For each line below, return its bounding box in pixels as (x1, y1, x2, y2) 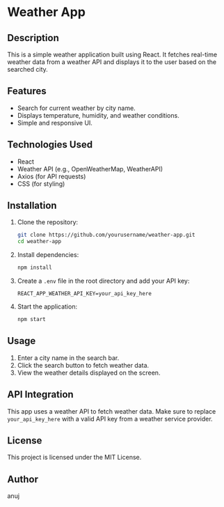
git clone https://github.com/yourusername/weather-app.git (17, 231, 195, 239)
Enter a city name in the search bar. (17, 353, 120, 362)
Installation (7, 200, 57, 212)
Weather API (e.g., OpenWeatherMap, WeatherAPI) (17, 164, 163, 173)
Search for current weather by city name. (17, 104, 136, 112)
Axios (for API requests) (17, 172, 86, 180)
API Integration (7, 389, 74, 400)
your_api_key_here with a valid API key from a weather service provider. (7, 414, 214, 423)
